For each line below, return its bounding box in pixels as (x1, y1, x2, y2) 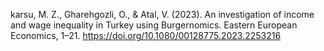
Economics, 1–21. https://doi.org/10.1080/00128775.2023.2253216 (10, 30, 282, 41)
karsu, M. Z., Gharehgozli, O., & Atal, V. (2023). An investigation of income (10, 9, 315, 20)
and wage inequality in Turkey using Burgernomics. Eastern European (10, 19, 298, 31)
